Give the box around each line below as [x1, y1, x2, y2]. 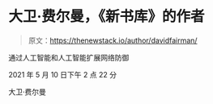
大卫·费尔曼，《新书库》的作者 [8, 7, 205, 26]
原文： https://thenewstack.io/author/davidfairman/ [28, 35, 198, 45]
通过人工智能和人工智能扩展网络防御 [8, 52, 130, 62]
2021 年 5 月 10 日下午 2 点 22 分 [8, 69, 117, 79]
